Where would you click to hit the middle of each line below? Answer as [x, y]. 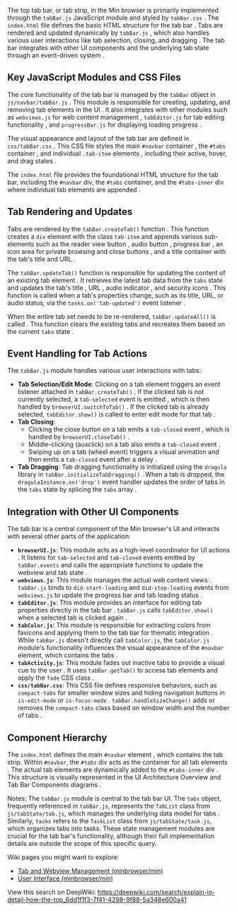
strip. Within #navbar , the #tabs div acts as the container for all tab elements [117, 762]
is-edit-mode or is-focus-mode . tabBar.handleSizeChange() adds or [116, 700]
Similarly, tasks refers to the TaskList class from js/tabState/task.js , [110, 821]
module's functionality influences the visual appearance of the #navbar [121, 648]
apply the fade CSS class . [56, 678]
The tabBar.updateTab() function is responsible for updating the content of [116, 272]
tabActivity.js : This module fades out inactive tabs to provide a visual [121, 663]
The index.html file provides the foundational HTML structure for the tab [113, 174]
